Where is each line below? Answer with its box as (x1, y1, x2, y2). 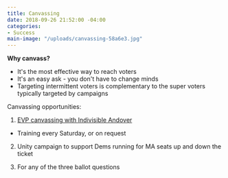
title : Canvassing (7, 10, 60, 17)
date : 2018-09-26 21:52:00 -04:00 (7, 16, 106, 23)
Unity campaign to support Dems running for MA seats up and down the (16, 142, 222, 151)
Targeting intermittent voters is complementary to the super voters (16, 82, 206, 90)
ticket (16, 150, 33, 158)
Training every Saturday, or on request (16, 129, 126, 138)
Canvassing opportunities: (7, 103, 82, 111)
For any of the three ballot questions (16, 163, 120, 171)
